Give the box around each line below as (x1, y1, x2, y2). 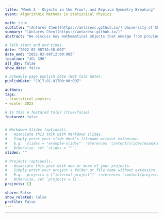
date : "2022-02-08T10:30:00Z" (5, 47, 66, 52)
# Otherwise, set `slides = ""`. (5, 145, 77, 150)
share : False (5, 190, 32, 195)
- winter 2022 (5, 101, 34, 106)
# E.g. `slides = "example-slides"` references (5, 141, 108, 146)
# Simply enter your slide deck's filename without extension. (5, 137, 140, 142)
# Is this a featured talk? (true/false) (5, 110, 90, 115)
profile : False (5, 199, 36, 204)
